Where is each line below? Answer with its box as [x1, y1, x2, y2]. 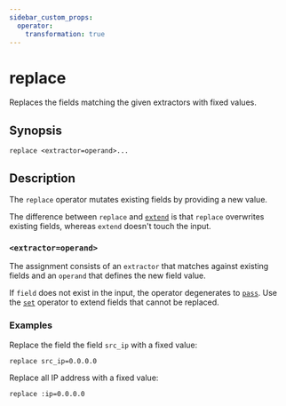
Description [9, 171, 75, 186]
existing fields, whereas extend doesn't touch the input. [9, 220, 211, 231]
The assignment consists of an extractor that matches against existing [9, 261, 269, 272]
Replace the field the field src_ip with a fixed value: [9, 339, 198, 350]
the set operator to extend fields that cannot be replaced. [9, 297, 219, 307]
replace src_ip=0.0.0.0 [9, 356, 98, 365]
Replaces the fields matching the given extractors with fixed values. [9, 97, 258, 107]
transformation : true [25, 29, 105, 38]
